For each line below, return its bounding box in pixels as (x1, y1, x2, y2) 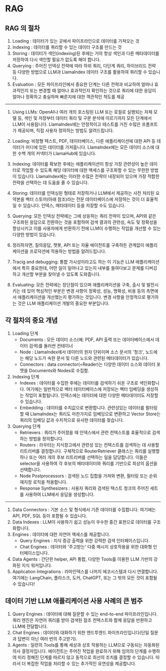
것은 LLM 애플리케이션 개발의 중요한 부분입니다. (17, 300, 110, 306)
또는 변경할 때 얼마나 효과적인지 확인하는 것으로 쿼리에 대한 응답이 (29, 88, 157, 93)
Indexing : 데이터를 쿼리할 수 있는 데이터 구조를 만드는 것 (12, 44, 122, 50)
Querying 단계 (12, 423, 41, 429)
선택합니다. (19, 466, 41, 472)
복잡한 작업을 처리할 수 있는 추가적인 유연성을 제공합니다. (27, 660, 136, 667)
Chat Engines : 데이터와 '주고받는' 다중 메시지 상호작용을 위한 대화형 (19, 544, 152, 550)
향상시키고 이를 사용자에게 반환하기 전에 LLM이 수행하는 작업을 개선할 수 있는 (12, 225, 161, 231)
